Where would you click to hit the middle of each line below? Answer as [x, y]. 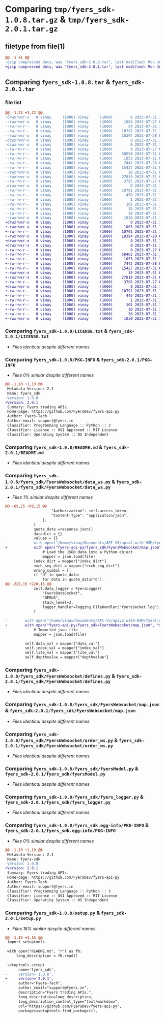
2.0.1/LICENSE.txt [27, 337]
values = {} [46, 538]
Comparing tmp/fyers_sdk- [60, 9]
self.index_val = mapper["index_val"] [65, 648]
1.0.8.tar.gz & [36, 19]
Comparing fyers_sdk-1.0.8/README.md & [54, 447]
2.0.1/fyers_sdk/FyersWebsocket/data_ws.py [58, 487]
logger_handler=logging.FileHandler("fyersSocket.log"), [102, 607]
